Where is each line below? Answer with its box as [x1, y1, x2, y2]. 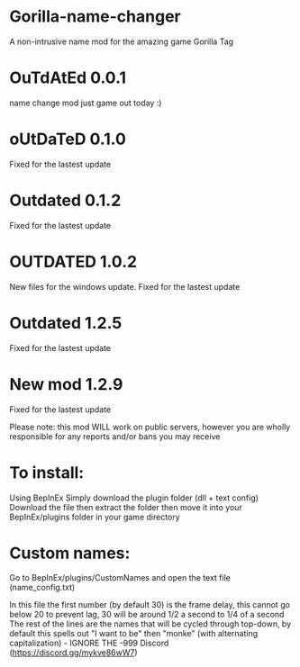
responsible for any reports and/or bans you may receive [9, 430, 221, 442]
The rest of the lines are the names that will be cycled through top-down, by [9, 618, 292, 629]
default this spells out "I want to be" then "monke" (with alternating [9, 628, 259, 639]
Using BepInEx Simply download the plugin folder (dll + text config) [9, 492, 259, 503]
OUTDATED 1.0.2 [9, 251, 138, 272]
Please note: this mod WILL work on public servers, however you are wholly [9, 421, 291, 432]
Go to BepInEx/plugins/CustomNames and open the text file [9, 572, 232, 583]
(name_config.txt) [9, 582, 76, 593]
